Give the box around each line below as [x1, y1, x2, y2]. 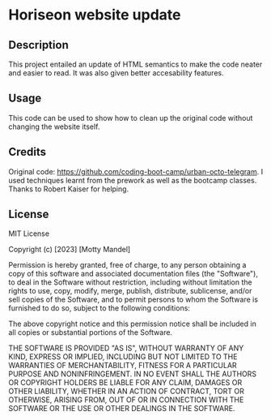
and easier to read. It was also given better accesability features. [8, 68, 224, 78]
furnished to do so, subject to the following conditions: [8, 303, 190, 313]
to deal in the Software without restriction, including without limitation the [8, 277, 252, 287]
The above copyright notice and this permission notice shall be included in [8, 319, 256, 329]
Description [8, 38, 69, 52]
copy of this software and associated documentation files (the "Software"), [8, 269, 259, 279]
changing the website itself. [8, 122, 100, 131]
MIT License [8, 229, 50, 238]
